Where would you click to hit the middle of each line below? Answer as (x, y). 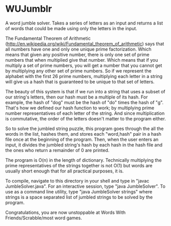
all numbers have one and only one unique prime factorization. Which (78, 49)
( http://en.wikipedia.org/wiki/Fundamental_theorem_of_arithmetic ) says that (85, 43)
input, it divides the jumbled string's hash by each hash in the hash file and (84, 145)
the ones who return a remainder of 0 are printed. (57, 150)
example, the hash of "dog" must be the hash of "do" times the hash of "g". (84, 102)
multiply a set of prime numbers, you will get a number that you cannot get (84, 65)
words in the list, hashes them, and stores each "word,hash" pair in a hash (83, 134)
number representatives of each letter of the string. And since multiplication (85, 113)
